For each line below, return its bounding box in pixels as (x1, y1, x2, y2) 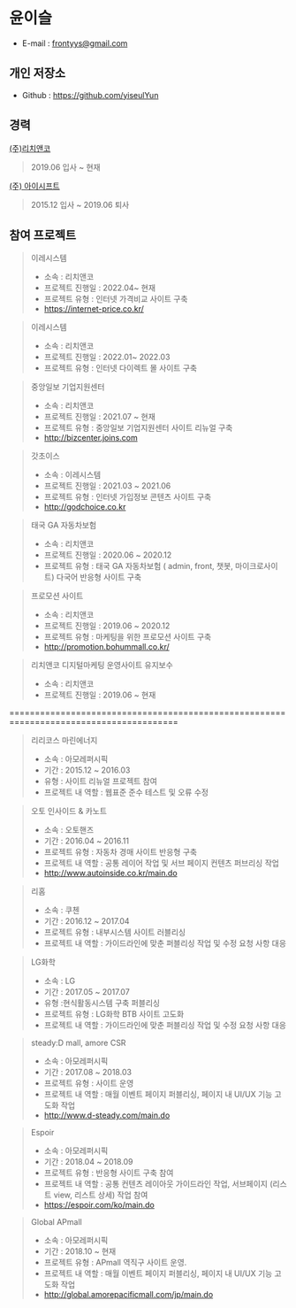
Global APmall (30, 1217, 82, 1227)
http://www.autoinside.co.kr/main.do (43, 868, 178, 879)
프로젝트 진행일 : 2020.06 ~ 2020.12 (43, 550, 172, 560)
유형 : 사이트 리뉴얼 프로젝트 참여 (43, 776, 157, 787)
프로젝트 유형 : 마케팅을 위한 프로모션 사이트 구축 (43, 632, 212, 642)
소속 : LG (43, 975, 76, 987)
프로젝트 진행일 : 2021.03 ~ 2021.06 (43, 481, 171, 491)
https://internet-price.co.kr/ (43, 304, 144, 314)
